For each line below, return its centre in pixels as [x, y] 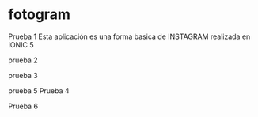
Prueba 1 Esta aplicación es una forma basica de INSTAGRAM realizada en [129, 36]
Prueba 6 [23, 106]
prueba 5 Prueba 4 [39, 91]
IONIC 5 [21, 44]
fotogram [40, 15]
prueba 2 [23, 60]
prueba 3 [23, 75]
